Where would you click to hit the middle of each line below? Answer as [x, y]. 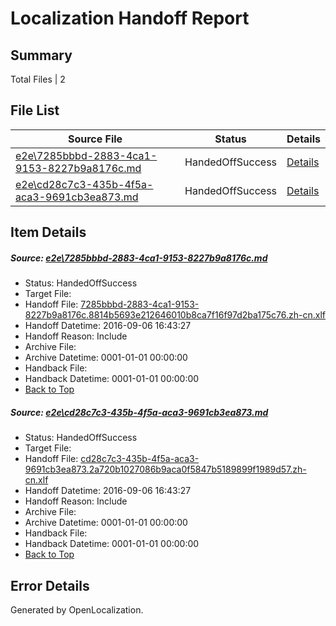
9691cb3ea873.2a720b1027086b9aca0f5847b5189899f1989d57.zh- [165, 469]
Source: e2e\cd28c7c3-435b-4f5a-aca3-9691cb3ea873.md [139, 412]
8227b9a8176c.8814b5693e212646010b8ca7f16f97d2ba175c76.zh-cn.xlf [175, 315]
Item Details [48, 232]
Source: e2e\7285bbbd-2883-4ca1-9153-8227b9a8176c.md [139, 258]
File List [35, 110]
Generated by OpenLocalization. [77, 609]
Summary [41, 55]
